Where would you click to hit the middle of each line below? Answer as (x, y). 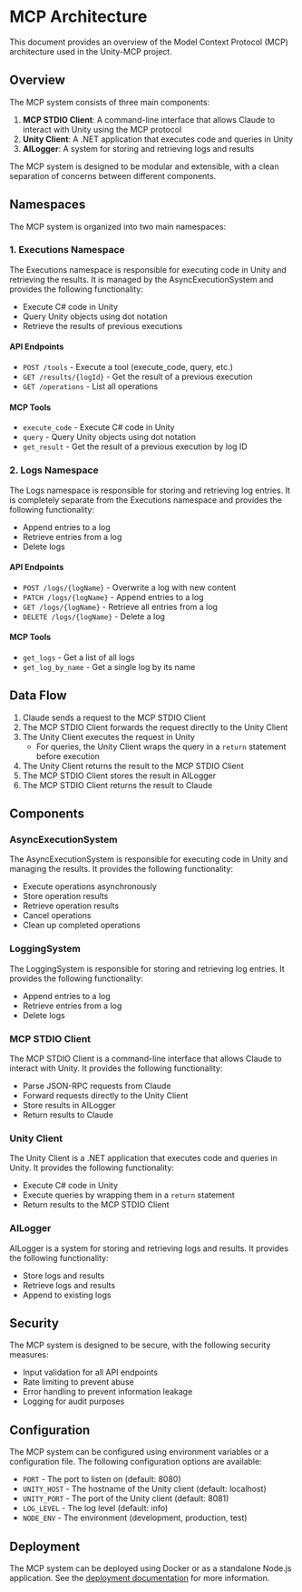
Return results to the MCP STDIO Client (96, 1205)
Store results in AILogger (69, 1106)
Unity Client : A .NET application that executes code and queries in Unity (157, 139)
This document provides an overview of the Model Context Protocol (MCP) (149, 42)
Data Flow (38, 696)
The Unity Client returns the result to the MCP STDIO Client (133, 766)
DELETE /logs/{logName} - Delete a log (94, 616)
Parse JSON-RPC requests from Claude (97, 1086)
